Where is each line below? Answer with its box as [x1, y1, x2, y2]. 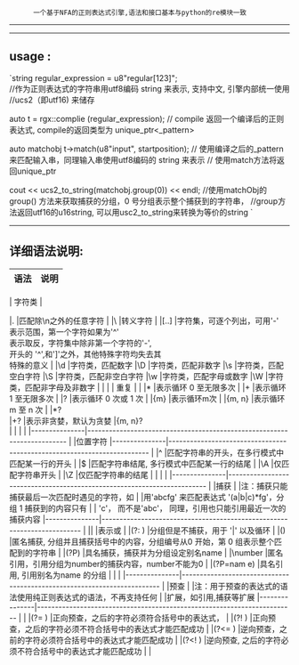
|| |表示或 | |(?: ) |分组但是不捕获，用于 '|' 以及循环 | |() [87, 524, 287, 536]
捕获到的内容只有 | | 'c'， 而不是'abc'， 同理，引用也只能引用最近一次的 [24, 502, 287, 514]
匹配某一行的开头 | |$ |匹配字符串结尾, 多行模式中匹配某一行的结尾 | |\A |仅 [9, 458, 282, 469]
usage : [9, 49, 52, 64]
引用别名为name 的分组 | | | [20, 569, 122, 580]
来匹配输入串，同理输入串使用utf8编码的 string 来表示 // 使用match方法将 [9, 154, 278, 165]
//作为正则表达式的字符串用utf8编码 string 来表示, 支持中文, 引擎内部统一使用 [9, 83, 290, 93]
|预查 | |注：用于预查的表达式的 [166, 580, 280, 591]
